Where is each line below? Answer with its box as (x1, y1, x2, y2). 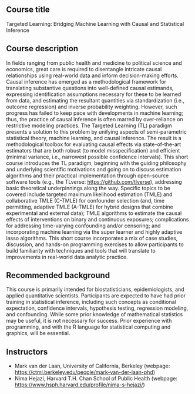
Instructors (6, 347, 48, 357)
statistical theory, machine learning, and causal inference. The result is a (6, 134, 182, 141)
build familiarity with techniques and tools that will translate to (6, 247, 156, 254)
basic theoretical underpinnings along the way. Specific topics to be (6, 184, 171, 191)
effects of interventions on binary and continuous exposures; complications (6, 216, 189, 223)
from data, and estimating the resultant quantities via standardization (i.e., (6, 97, 185, 104)
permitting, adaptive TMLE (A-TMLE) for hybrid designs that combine (6, 203, 173, 210)
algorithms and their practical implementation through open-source (6, 172, 169, 179)
